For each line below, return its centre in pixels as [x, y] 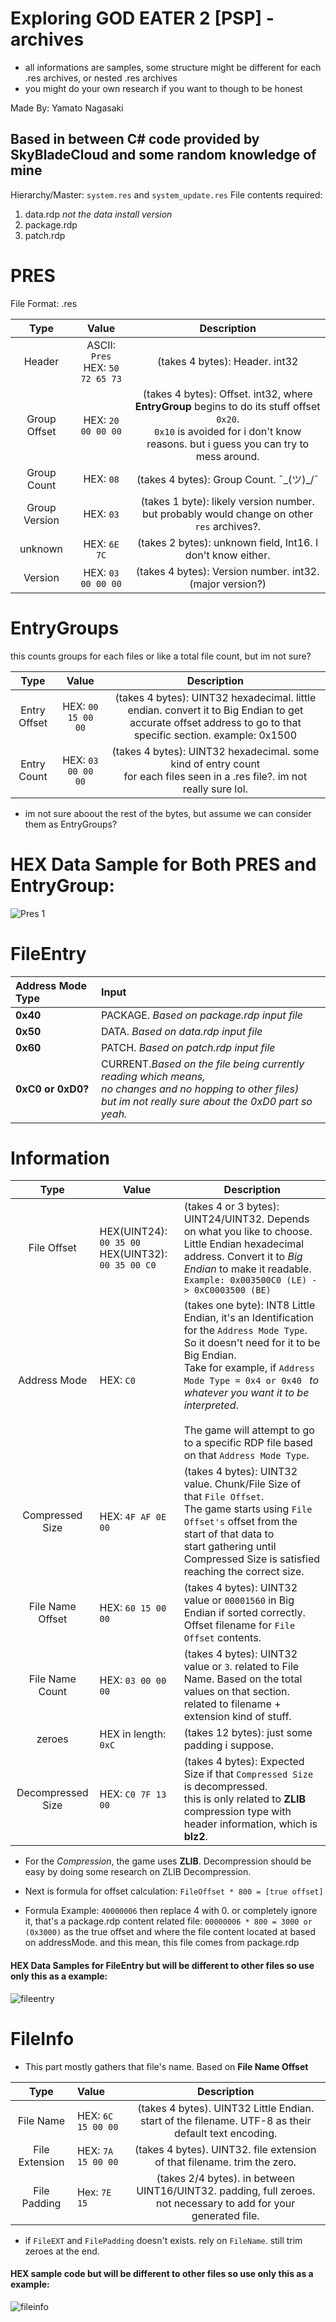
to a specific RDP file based [248, 1443]
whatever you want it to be [246, 1393]
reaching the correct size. [244, 1572]
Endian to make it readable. [247, 1269]
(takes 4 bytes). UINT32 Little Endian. [226, 2108]
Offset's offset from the [240, 1522]
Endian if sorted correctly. [244, 1613]
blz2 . [195, 1837]
